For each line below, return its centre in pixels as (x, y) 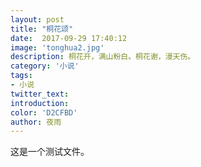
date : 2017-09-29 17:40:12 (69, 38)
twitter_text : (40, 94)
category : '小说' (45, 66)
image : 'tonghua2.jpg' (57, 47)
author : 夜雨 (36, 122)
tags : (21, 76)
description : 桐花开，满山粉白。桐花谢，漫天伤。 (103, 57)
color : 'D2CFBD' (44, 112)
